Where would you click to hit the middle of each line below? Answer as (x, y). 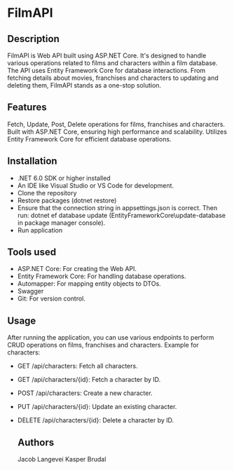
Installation (32, 161)
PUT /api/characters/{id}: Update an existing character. (97, 407)
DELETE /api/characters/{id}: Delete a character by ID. (96, 420)
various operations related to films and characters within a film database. (113, 63)
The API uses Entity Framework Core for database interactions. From (106, 70)
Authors (36, 442)
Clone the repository (47, 193)
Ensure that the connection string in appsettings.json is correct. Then (117, 207)
